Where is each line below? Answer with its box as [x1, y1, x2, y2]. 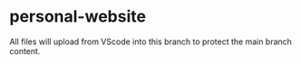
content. [9, 45, 41, 56]
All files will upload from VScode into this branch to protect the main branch [9, 36, 293, 47]
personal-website [9, 6, 147, 27]
